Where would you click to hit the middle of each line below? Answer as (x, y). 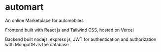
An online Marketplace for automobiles (44, 20)
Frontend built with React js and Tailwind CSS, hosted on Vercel (69, 30)
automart (24, 7)
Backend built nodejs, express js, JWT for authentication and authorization (81, 39)
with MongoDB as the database (37, 44)
